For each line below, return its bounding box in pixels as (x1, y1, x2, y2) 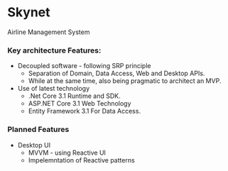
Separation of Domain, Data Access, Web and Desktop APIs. (28, 69, 205, 78)
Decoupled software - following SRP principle (17, 62, 151, 70)
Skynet (7, 4, 51, 21)
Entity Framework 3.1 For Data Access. (28, 107, 141, 116)
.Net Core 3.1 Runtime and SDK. (28, 92, 121, 100)
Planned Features (7, 125, 70, 135)
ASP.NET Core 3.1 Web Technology (28, 99, 131, 108)
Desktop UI (17, 140, 51, 149)
